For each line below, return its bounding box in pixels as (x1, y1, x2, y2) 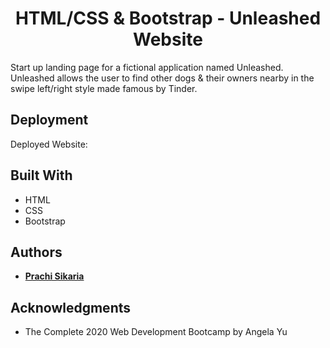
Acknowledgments (10, 299, 132, 316)
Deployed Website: (10, 138, 88, 150)
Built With (10, 167, 73, 184)
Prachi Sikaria (24, 270, 85, 282)
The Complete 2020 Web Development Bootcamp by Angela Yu (24, 326, 288, 338)
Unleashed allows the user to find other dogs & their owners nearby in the (10, 72, 315, 84)
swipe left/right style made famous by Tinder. (10, 82, 198, 94)
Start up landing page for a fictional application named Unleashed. (10, 61, 284, 73)
